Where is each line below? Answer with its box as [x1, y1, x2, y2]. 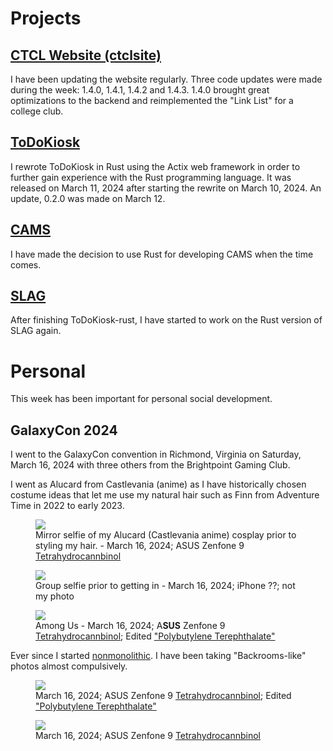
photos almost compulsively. [10, 660, 128, 672]
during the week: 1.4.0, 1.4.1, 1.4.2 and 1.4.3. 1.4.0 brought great [10, 84, 270, 96]
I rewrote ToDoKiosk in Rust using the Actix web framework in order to [10, 160, 301, 172]
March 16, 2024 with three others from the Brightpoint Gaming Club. [10, 459, 291, 471]
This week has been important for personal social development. [10, 393, 273, 405]
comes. [10, 258, 42, 271]
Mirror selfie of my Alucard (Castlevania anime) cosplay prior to [35, 529, 297, 541]
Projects [10, 7, 82, 30]
